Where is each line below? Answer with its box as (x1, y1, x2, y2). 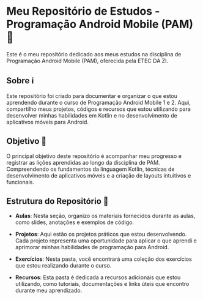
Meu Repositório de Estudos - (6, 4, 160, 18)
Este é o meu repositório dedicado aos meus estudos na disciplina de (6, 50, 182, 58)
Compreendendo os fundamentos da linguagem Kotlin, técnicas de (6, 165, 175, 173)
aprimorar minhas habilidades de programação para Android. (15, 244, 169, 251)
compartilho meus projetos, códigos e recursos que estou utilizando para (6, 105, 191, 113)
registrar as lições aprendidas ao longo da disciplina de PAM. (6, 159, 160, 166)
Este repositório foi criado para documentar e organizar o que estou (6, 92, 178, 99)
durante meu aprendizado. (15, 287, 83, 294)
